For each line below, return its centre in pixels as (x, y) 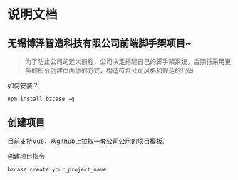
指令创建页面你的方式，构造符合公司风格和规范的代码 (115, 70)
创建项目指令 (26, 156)
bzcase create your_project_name (57, 169)
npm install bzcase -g (41, 99)
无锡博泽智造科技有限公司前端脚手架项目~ (100, 43)
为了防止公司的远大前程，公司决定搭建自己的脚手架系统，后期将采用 (125, 62)
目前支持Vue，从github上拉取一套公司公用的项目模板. (86, 141)
